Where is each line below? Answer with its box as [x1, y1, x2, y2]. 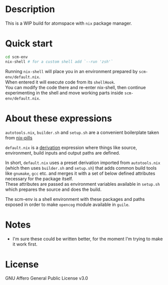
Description [5, 4, 55, 15]
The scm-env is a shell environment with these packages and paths [5, 196, 145, 202]
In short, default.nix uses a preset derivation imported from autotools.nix [5, 160, 160, 166]
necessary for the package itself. [5, 175, 73, 182]
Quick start [5, 38, 53, 49]
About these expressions [5, 112, 112, 124]
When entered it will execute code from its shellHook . [5, 79, 115, 85]
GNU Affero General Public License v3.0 [5, 275, 88, 281]
